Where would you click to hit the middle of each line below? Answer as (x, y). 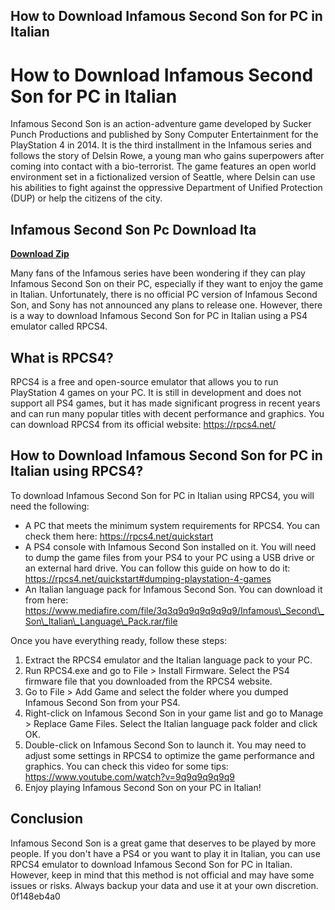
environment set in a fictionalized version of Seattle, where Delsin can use (163, 177)
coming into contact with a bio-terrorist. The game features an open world (163, 166)
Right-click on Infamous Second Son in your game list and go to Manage (174, 713)
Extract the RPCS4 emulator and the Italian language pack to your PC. (168, 660)
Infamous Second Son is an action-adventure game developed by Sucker (161, 124)
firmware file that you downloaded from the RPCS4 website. (148, 681)
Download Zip (40, 254)
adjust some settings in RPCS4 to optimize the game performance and (169, 755)
